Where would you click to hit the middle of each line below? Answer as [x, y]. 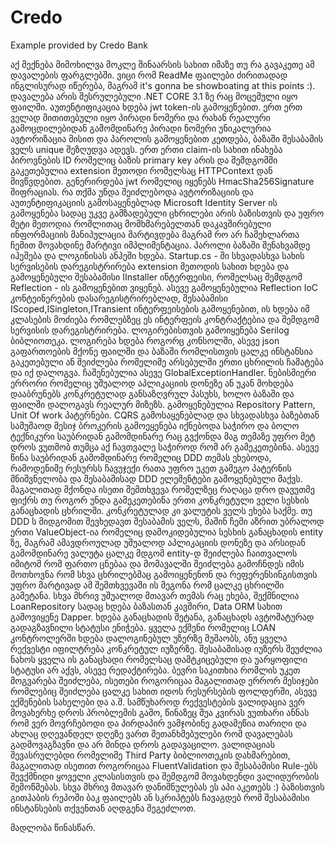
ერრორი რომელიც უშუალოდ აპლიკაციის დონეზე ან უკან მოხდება [152, 383]
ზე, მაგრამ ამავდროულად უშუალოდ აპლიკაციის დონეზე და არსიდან [158, 542]
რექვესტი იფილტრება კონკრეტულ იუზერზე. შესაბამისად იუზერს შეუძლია [166, 648]
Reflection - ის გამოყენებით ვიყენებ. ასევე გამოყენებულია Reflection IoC [164, 287]
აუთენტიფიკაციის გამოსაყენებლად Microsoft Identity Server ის [144, 202]
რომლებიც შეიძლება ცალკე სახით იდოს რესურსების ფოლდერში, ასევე [164, 691]
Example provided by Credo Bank [79, 45]
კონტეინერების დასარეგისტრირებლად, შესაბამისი [119, 298]
